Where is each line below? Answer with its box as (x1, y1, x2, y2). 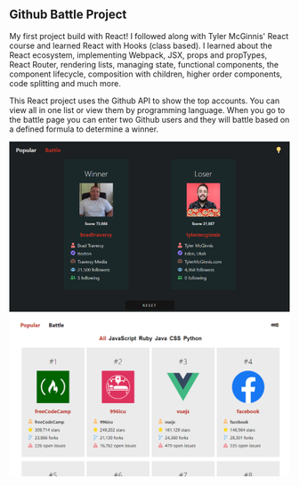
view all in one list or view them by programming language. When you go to (9, 104, 286, 115)
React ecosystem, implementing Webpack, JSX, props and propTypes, (9, 49, 268, 61)
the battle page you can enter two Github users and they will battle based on (9, 114, 290, 125)
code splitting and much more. (9, 77, 122, 88)
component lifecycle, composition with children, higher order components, (9, 69, 283, 79)
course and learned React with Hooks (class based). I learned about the (9, 40, 273, 51)
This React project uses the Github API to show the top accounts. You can (9, 95, 280, 106)
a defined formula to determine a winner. (9, 124, 158, 134)
